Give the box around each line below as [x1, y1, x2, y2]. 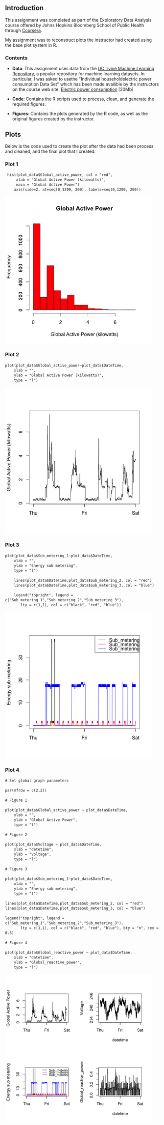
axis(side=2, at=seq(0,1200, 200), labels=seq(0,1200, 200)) [14, 187, 141, 192]
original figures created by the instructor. [12, 116, 95, 122]
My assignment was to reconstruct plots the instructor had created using [5, 37, 152, 43]
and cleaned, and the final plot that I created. [5, 148, 96, 154]
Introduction [5, 4, 44, 12]
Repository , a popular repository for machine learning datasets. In [12, 71, 145, 77]
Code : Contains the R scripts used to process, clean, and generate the [12, 96, 155, 102]
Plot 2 [5, 351, 20, 358]
